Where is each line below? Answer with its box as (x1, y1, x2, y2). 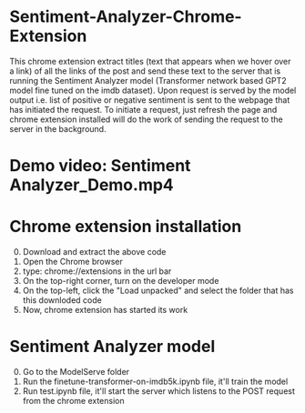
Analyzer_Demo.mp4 (9, 175, 175, 196)
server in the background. (9, 123, 107, 134)
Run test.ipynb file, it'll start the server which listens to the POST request (22, 386, 296, 397)
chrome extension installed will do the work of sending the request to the (9, 114, 284, 125)
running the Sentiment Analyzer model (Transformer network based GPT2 (9, 75, 287, 86)
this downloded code (22, 295, 102, 306)
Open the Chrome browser (22, 257, 123, 267)
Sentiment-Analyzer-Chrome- (9, 6, 243, 27)
